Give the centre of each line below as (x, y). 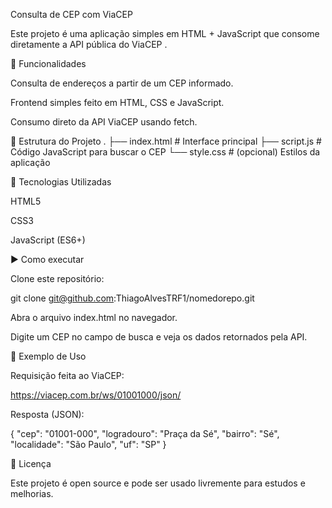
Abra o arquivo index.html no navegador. (94, 317)
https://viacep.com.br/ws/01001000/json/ (96, 395)
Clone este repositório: (57, 278)
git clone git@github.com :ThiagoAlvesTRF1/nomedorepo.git (132, 298)
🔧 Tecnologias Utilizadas (61, 182)
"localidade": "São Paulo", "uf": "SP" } (88, 444)
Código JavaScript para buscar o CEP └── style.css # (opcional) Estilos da (165, 152)
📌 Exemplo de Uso (48, 356)
